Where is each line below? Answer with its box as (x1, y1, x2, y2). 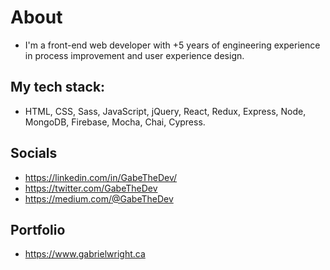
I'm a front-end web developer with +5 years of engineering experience (24, 39, 321, 51)
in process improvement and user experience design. (24, 49, 245, 61)
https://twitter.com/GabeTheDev (24, 182, 158, 194)
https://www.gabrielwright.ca (24, 248, 146, 260)
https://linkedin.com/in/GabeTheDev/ (24, 171, 178, 183)
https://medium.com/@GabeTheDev (24, 192, 174, 205)
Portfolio (10, 221, 66, 238)
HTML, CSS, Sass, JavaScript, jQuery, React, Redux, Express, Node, (24, 105, 307, 117)
